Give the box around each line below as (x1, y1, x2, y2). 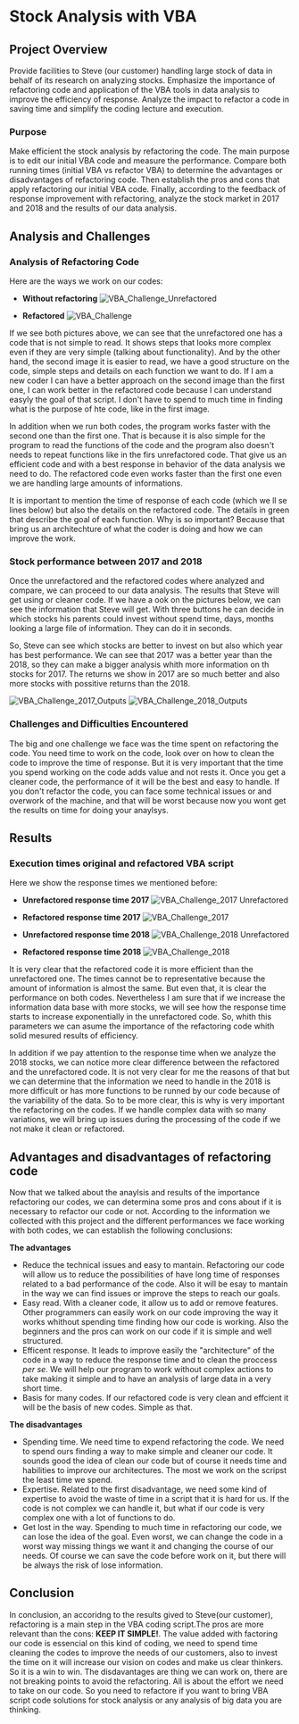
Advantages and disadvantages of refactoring (9, 1149, 272, 1164)
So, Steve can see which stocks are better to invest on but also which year (9, 640, 284, 651)
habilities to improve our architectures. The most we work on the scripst (21, 1465, 287, 1476)
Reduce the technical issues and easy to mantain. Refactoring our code (21, 1260, 286, 1270)
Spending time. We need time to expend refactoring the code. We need (21, 1437, 285, 1447)
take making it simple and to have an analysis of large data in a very (21, 1373, 272, 1385)
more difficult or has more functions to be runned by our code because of (9, 1086, 281, 1096)
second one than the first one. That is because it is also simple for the (9, 430, 266, 441)
